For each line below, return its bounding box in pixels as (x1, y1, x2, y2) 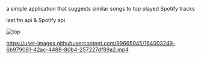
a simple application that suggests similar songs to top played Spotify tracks (6, 5, 196, 12)
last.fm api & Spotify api (6, 17, 66, 23)
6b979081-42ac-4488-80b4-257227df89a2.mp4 (6, 46, 129, 53)
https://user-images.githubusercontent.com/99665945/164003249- (6, 40, 176, 46)
